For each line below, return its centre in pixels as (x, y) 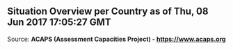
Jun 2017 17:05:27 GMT (59, 23)
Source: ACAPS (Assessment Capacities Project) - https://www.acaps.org (116, 39)
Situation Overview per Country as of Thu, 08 (108, 11)
